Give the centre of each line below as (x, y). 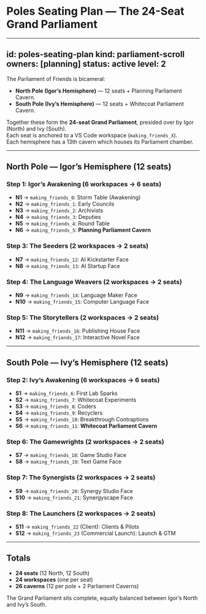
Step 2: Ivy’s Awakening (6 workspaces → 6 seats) (83, 380)
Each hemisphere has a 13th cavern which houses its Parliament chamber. (100, 142)
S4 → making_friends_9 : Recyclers (59, 413)
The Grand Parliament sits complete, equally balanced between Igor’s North (102, 598)
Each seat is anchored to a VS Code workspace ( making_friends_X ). (92, 135)
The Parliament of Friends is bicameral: (56, 79)
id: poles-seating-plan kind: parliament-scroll (96, 54)
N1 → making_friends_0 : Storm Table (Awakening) (78, 198)
